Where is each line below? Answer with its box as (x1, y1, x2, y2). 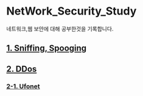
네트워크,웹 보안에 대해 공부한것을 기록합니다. (6, 25, 114, 32)
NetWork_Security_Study (6, 4, 137, 18)
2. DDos (6, 64, 37, 74)
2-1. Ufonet (6, 82, 40, 91)
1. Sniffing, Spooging (6, 43, 87, 53)
